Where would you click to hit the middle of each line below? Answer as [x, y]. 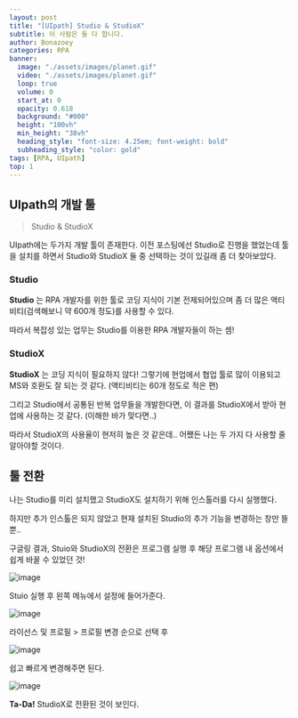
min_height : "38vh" [53, 133]
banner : [24, 59]
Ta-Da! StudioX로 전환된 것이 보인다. [74, 704]
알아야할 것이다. [37, 445]
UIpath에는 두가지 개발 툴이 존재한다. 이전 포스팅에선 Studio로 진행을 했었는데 [145, 245]
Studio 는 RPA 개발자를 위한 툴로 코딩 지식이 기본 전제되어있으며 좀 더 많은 [139, 300]
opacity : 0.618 [45, 109]
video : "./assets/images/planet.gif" [87, 76]
